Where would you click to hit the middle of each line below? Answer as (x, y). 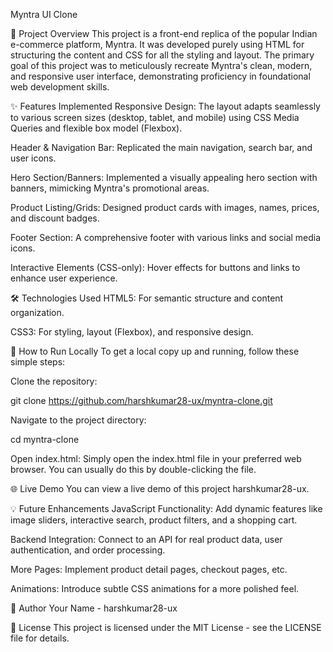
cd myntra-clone (45, 439)
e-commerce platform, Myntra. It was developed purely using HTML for (157, 44)
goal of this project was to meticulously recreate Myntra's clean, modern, (161, 65)
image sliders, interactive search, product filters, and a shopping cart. (154, 520)
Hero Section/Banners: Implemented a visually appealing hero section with (164, 177)
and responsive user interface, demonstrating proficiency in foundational (160, 76)
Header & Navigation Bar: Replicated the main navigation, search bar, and (161, 147)
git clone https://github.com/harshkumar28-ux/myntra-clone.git (141, 400)
